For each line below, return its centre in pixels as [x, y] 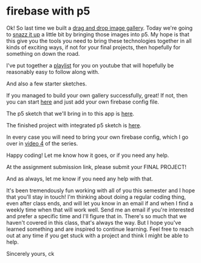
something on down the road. [43, 53]
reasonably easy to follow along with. [53, 72]
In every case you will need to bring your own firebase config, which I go [97, 137]
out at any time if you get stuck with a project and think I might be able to [97, 235]
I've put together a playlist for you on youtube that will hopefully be [90, 65]
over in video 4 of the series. [42, 143]
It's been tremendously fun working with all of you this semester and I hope [101, 190]
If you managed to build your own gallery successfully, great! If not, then [97, 95]
